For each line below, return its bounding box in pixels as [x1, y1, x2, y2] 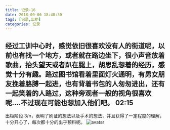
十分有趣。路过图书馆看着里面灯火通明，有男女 [12, 70, 158, 78]
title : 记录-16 [5, 7, 36, 13]
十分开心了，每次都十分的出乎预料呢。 [5, 119, 85, 125]
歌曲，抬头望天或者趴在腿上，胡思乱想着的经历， [5, 60, 158, 69]
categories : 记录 [5, 21, 40, 27]
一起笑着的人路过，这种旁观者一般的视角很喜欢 [5, 89, 152, 98]
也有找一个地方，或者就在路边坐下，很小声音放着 [12, 51, 165, 60]
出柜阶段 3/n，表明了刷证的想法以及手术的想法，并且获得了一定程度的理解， [5, 113, 164, 119]
